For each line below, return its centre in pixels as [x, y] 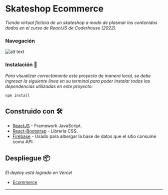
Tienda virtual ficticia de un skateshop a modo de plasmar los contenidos [81, 22]
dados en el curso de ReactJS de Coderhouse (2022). [61, 27]
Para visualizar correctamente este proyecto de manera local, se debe [78, 75]
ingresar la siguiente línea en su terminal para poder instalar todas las [78, 81]
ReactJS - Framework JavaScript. [47, 126]
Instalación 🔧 [21, 64]
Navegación [20, 40]
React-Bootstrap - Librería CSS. [45, 131]
